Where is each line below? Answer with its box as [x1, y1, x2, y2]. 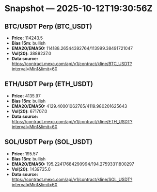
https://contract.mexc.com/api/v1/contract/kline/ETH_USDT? [11, 118, 133, 124]
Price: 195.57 [11, 151, 38, 157]
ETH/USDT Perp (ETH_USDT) [4, 80, 93, 88]
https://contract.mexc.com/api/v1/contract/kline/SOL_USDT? [11, 176, 133, 182]
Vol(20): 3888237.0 [11, 50, 51, 56]
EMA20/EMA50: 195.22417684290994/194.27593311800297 [11, 161, 134, 167]
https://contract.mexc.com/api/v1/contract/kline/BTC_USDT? [11, 61, 132, 66]
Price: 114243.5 [11, 35, 43, 41]
